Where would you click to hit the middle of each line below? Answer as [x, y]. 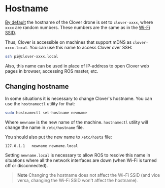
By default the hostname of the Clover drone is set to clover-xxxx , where [79, 22]
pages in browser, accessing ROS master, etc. [52, 71]
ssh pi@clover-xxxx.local [32, 56]
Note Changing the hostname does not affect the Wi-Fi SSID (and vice [88, 175]
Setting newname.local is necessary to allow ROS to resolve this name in [78, 155]
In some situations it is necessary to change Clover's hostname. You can [79, 98]
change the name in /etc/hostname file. [45, 127]
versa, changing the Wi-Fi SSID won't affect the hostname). [77, 181]
